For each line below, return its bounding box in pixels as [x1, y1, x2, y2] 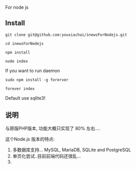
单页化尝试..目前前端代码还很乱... [12, 153, 81, 159]
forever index [5, 86, 35, 91]
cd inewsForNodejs [5, 41, 44, 46]
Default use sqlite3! [5, 95, 46, 101]
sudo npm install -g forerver [5, 77, 69, 82]
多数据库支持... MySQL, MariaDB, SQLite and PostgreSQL [12, 146, 131, 153]
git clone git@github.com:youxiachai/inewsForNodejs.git [5, 32, 127, 37]
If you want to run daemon [5, 68, 60, 74]
